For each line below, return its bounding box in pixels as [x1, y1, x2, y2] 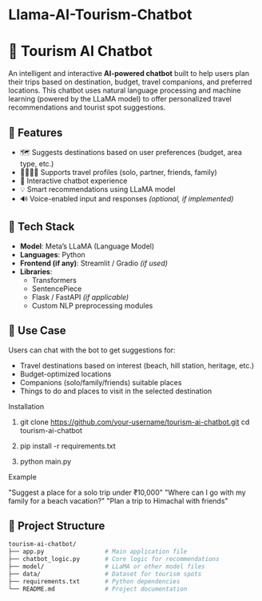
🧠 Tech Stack [8, 220, 75, 233]
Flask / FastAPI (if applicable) [31, 292, 129, 301]
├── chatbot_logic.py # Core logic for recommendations [8, 555, 220, 563]
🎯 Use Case [8, 324, 66, 337]
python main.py [19, 456, 72, 466]
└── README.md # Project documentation [8, 585, 188, 593]
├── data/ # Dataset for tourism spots [8, 570, 202, 578]
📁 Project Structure [8, 519, 105, 532]
